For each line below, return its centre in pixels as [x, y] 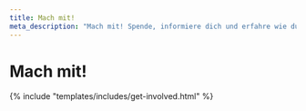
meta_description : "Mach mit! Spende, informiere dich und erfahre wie [148, 26]
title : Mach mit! [42, 18]
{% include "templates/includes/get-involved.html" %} [112, 96]
